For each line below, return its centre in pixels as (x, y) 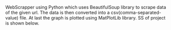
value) (12, 18)
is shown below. (22, 23)
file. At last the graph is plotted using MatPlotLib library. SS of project (93, 18)
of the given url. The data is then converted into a (58, 12)
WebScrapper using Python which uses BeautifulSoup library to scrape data (86, 7)
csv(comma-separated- (136, 12)
